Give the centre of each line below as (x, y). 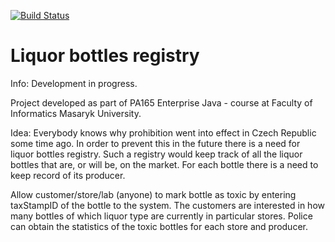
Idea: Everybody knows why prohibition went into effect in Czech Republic (163, 132)
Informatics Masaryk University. (76, 113)
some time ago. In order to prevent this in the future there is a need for (155, 143)
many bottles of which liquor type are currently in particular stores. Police (161, 216)
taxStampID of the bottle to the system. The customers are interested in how (167, 205)
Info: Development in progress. (74, 83)
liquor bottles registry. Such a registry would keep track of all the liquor (156, 154)
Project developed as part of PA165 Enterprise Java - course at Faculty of (161, 102)
